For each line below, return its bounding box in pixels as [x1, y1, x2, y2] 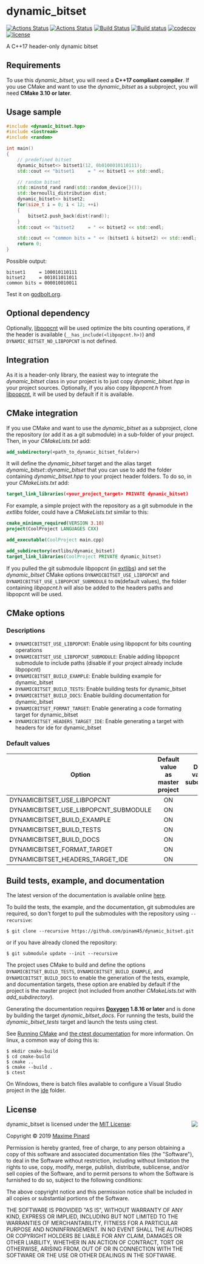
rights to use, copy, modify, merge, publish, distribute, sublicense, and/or [6, 1164, 189, 1171]
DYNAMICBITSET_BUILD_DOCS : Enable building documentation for [15, 692, 170, 699]
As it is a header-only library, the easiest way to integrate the [6, 371, 159, 378]
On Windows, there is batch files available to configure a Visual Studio [6, 1080, 182, 1088]
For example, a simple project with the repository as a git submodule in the [6, 502, 193, 509]
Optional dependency [6, 308, 90, 319]
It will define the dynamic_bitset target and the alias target [6, 460, 152, 467]
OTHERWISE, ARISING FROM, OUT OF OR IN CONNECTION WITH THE [6, 1245, 183, 1252]
